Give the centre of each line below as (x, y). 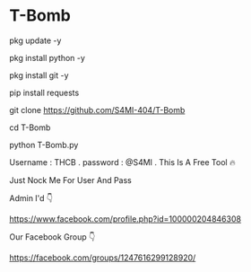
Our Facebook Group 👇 (52, 237)
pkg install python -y (47, 57)
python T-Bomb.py (44, 145)
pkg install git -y (39, 75)
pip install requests (44, 92)
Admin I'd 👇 (31, 197)
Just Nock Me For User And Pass (70, 180)
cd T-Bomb (30, 127)
